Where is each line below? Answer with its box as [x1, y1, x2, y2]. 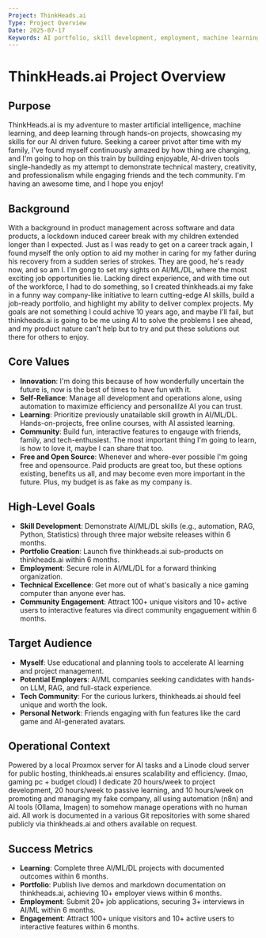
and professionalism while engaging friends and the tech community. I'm [8, 171, 245, 180]
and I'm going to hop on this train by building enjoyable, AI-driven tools [8, 154, 240, 163]
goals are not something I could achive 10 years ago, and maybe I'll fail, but [8, 307, 254, 317]
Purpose [8, 99, 51, 112]
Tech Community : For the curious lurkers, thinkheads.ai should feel [19, 691, 241, 701]
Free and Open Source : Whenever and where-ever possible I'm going [19, 452, 248, 461]
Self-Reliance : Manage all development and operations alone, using [19, 393, 242, 402]
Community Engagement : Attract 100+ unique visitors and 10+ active [19, 597, 248, 606]
